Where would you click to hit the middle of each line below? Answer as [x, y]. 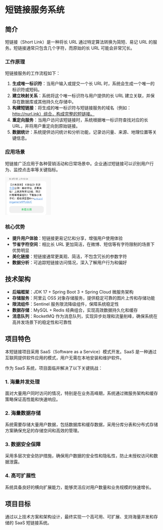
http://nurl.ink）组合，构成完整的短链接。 [53, 114]
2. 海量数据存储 [23, 413]
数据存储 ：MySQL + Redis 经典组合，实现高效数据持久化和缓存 [75, 310]
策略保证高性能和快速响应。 [33, 399]
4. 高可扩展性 [21, 476]
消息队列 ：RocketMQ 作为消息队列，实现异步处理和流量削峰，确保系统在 [85, 316]
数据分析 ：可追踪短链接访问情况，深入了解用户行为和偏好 [69, 262]
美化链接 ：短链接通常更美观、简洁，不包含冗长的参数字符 [69, 256]
